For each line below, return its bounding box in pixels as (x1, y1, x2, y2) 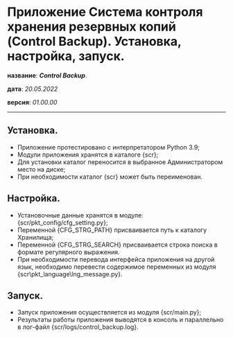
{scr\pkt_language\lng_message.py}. (17, 269, 123, 278)
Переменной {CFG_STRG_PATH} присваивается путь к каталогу (17, 226, 207, 234)
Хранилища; (17, 233, 54, 241)
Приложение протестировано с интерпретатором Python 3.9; (17, 143, 200, 151)
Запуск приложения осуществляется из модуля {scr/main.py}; (17, 308, 202, 317)
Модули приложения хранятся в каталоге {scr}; (17, 150, 159, 159)
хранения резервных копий (7, 19, 177, 35)
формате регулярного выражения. (17, 247, 120, 256)
